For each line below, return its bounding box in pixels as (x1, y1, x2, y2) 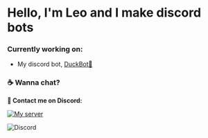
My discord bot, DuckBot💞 (17, 60, 93, 69)
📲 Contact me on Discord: (7, 96, 83, 105)
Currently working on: (7, 44, 83, 54)
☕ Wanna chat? (7, 78, 60, 87)
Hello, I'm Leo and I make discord (7, 5, 202, 21)
